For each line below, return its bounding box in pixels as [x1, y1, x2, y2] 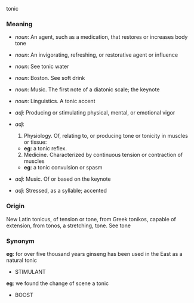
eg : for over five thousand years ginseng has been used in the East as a [6, 250, 183, 257]
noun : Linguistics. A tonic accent [14, 98, 96, 105]
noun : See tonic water [14, 63, 69, 70]
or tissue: [23, 138, 47, 146]
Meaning [6, 20, 33, 28]
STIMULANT [14, 268, 46, 275]
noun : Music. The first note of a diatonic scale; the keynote [14, 86, 160, 93]
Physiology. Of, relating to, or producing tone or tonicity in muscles [23, 132, 188, 140]
